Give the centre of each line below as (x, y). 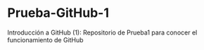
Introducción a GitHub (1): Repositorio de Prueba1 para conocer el (102, 32)
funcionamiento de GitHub (45, 39)
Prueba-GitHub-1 (58, 13)
